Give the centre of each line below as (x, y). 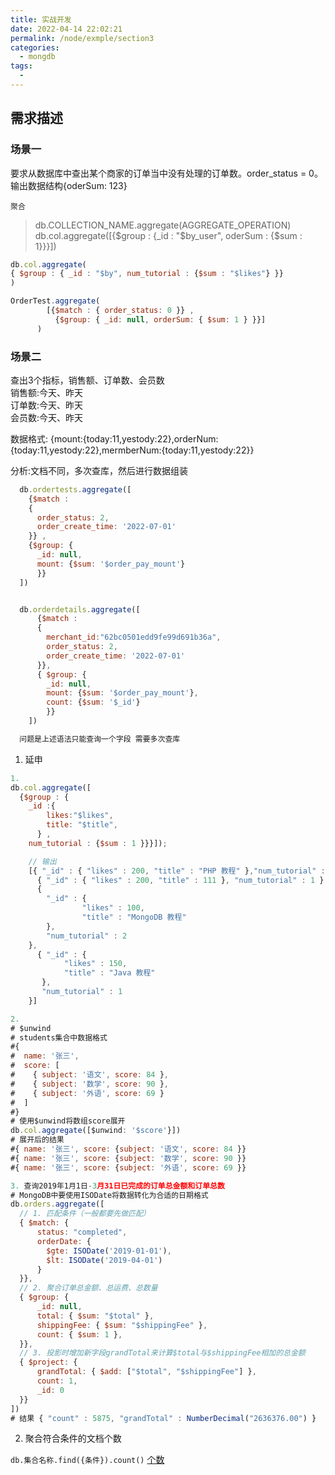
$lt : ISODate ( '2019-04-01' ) (104, 1260)
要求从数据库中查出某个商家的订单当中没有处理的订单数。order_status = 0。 (166, 173)
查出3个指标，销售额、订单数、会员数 (87, 380)
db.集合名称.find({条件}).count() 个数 (87, 1460)
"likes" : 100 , (113, 908)
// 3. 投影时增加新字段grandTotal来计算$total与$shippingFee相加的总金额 (162, 1353)
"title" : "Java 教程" (109, 973)
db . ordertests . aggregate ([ (75, 489)
